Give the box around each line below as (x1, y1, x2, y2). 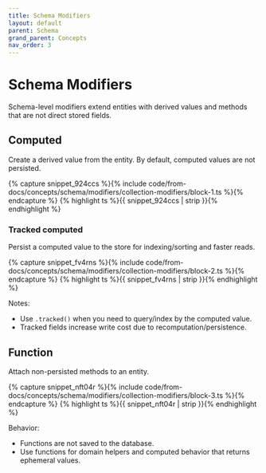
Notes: (8, 298, 30, 308)
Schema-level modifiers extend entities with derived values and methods (8, 102, 248, 112)
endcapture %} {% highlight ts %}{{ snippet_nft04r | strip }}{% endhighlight (8, 399, 257, 408)
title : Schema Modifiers (8, 11, 91, 20)
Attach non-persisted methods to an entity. (8, 366, 150, 376)
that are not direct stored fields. (8, 111, 112, 120)
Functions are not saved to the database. (19, 438, 155, 447)
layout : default (8, 19, 62, 27)
